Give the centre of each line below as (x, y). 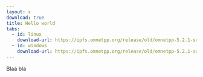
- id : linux (27, 35)
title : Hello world (31, 23)
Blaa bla (16, 69)
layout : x (19, 12)
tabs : (13, 29)
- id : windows (29, 46)
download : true (25, 18)
